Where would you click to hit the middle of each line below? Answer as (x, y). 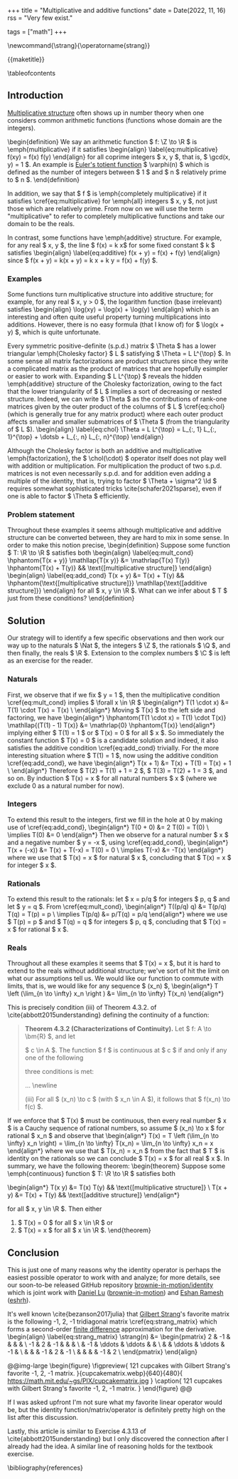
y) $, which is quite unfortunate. (54, 332)
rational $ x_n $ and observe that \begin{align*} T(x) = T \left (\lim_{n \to (113, 1136)
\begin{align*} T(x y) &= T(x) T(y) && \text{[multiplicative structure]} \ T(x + (118, 1187)
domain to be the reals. (41, 223)
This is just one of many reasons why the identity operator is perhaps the (114, 1270)
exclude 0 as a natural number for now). (66, 785)
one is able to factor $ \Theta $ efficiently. (69, 496)
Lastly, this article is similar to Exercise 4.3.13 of (77, 1431)
